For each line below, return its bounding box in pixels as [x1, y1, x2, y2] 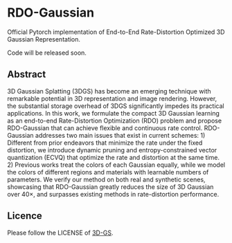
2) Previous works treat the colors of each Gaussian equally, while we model [7, 161, 226, 169]
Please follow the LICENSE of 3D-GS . [7, 228, 114, 237]
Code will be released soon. [7, 48, 87, 57]
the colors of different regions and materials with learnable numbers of [7, 168, 209, 176]
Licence [7, 210, 43, 222]
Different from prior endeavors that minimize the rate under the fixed [7, 138, 203, 147]
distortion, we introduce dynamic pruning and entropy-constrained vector [7, 145, 217, 154]
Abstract [7, 69, 46, 80]
